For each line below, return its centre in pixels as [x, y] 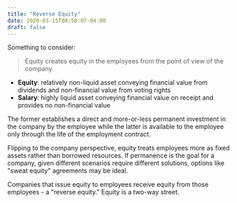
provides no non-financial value [64, 105]
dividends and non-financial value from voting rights [94, 90]
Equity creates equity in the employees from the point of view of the [124, 61]
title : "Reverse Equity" [44, 14]
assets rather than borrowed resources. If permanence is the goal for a [111, 156]
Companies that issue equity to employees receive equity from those [108, 184]
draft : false [27, 27]
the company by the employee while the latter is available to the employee [116, 127]
